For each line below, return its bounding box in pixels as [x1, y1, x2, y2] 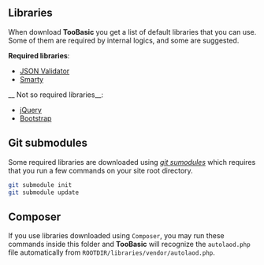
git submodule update [8, 188, 80, 196]
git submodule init [8, 181, 73, 188]
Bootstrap [19, 114, 52, 123]
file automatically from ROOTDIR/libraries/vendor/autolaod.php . [8, 248, 215, 257]
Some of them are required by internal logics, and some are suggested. [8, 35, 240, 45]
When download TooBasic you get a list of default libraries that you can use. [8, 27, 257, 36]
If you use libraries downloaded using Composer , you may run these [8, 231, 225, 241]
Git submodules [8, 136, 88, 150]
